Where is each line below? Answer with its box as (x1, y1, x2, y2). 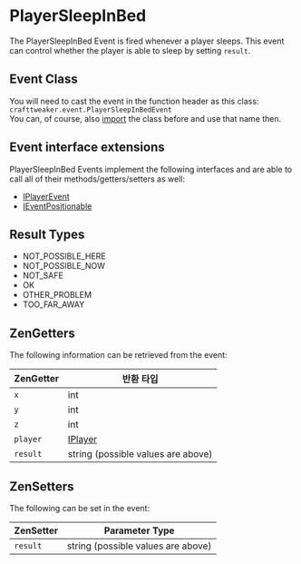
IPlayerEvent (22, 191, 70, 202)
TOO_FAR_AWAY (22, 299, 85, 310)
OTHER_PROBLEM (22, 290, 92, 301)
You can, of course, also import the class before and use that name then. (9, 113, 282, 124)
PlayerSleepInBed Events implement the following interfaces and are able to (9, 163, 293, 174)
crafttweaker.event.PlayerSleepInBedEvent (9, 105, 172, 114)
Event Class (9, 72, 79, 87)
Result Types (9, 226, 85, 242)
